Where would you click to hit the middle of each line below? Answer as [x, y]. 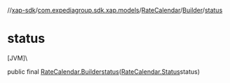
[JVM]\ [18, 58]
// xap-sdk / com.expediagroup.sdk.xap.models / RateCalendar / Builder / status [115, 10]
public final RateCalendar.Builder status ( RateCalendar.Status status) [104, 71]
